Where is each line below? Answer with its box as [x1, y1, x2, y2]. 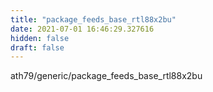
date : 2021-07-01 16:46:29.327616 [10, 24, 155, 34]
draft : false [10, 42, 65, 53]
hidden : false [10, 33, 70, 43]
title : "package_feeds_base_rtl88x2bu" [10, 14, 177, 25]
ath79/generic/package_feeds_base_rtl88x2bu [10, 70, 203, 82]
